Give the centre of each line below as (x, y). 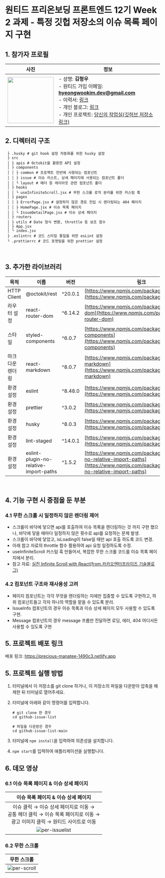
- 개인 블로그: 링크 (79, 107)
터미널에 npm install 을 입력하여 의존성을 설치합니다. (63, 741)
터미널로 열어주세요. (46, 692)
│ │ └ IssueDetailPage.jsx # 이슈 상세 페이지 (52, 212)
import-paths (41, 471)
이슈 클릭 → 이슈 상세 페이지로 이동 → (54, 807)
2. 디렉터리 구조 (27, 141)
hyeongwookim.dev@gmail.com (97, 93)
